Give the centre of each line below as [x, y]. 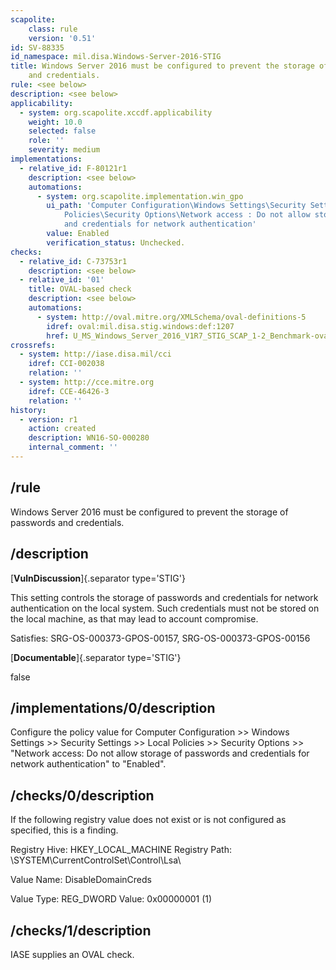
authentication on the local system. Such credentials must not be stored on [165, 608]
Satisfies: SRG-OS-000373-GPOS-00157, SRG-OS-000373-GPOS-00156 [160, 638]
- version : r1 [48, 419]
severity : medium [64, 150]
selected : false [62, 131]
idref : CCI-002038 [66, 364]
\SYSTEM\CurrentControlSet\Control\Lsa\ [96, 860]
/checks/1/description [81, 930]
